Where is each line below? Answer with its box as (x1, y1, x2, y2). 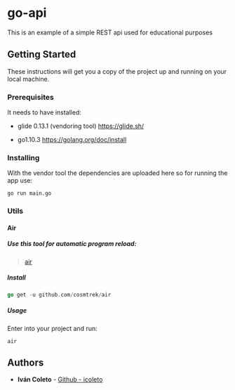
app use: (7, 176, 33, 185)
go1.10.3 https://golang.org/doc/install (17, 136, 127, 144)
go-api (7, 5, 47, 21)
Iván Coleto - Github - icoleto (17, 375, 103, 384)
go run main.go (7, 190, 52, 197)
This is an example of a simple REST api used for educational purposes (7, 28, 213, 37)
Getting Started (7, 48, 76, 60)
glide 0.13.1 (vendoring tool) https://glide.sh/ (17, 122, 145, 131)
